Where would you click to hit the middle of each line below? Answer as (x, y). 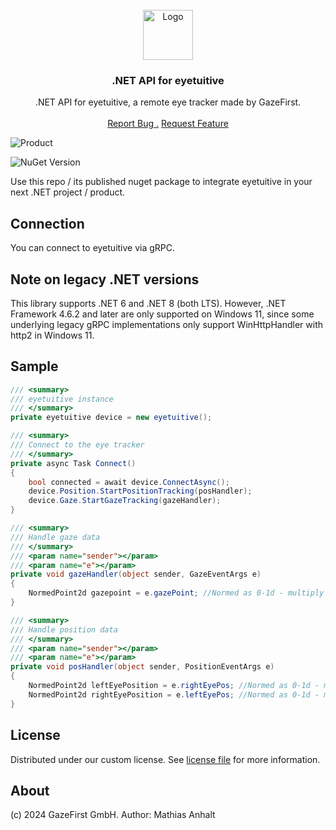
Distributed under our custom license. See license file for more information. (165, 759)
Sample (34, 366)
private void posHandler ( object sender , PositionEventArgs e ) (142, 667)
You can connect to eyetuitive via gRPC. (93, 248)
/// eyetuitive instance (62, 399)
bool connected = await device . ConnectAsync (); (129, 482)
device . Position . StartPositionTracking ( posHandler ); (140, 491)
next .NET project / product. (68, 192)
